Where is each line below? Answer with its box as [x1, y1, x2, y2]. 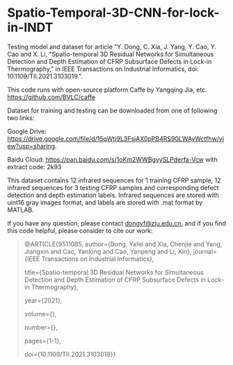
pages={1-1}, [24, 337, 61, 345]
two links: [7, 113, 35, 122]
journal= [193, 247, 218, 255]
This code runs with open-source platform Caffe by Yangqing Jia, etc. [7, 85, 207, 94]
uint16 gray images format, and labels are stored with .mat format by [7, 198, 203, 206]
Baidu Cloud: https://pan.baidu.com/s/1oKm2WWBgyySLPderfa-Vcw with [7, 155, 218, 164]
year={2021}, [24, 296, 63, 305]
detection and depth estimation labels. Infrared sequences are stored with [7, 191, 219, 199]
